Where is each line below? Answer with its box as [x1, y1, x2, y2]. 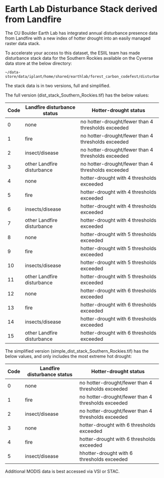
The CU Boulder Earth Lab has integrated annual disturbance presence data [5, 30, 158, 36]
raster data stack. [5, 40, 41, 46]
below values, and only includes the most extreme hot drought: [5, 353, 132, 359]
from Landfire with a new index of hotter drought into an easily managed [5, 35, 151, 41]
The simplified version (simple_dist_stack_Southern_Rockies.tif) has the [5, 348, 149, 354]
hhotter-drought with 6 [79, 450, 133, 456]
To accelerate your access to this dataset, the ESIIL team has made [5, 50, 140, 56]
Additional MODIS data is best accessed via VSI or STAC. [5, 468, 120, 474]
